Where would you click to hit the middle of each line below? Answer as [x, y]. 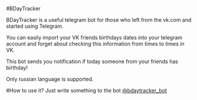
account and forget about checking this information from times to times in [95, 44]
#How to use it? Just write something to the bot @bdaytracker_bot [87, 90]
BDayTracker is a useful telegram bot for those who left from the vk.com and [99, 20]
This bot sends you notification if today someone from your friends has [92, 61]
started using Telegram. [35, 26]
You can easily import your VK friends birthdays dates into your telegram [94, 37]
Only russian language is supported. [50, 79]
